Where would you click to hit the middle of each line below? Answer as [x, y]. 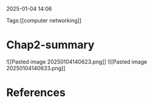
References [36, 93]
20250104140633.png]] [36, 68]
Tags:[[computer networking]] [44, 20]
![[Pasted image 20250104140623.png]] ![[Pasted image [77, 61]
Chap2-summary [50, 45]
